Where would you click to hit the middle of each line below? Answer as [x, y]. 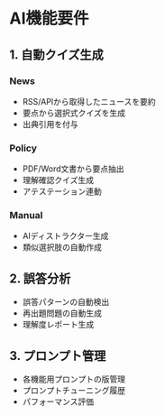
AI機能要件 [49, 18]
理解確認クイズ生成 [58, 180]
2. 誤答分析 [40, 278]
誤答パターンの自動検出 [66, 302]
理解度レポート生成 [58, 325]
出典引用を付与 [50, 124]
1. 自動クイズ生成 [56, 55]
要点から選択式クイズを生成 [74, 113]
